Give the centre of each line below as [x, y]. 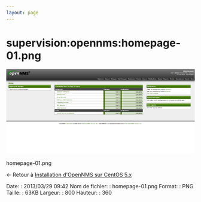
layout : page [22, 13]
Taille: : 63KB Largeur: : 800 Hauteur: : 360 [59, 193]
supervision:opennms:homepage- [94, 43]
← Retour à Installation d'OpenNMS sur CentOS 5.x [69, 175]
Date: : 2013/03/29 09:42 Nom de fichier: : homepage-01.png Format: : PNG [100, 186]
